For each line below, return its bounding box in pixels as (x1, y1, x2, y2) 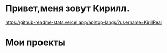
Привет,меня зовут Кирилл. (5, 3, 130, 14)
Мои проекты (5, 37, 66, 48)
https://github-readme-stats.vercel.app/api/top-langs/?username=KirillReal (5, 19, 162, 25)
